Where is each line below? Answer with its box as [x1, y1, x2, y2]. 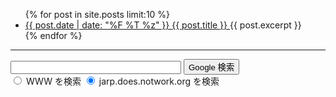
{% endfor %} [24, 30, 83, 41]
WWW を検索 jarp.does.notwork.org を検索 [25, 75, 220, 87]
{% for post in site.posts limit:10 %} [24, 9, 171, 20]
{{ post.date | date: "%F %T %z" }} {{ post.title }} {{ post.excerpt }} [24, 19, 302, 31]
